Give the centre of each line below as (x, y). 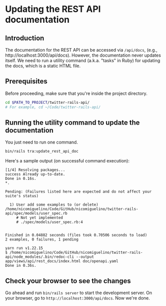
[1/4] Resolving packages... (35, 170)
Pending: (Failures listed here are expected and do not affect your (79, 192)
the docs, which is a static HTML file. (43, 66)
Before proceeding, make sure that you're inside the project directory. (76, 93)
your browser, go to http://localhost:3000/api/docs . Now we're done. (78, 298)
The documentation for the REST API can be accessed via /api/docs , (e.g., (81, 50)
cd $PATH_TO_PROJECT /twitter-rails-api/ (48, 102)
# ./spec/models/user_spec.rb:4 (50, 222)
